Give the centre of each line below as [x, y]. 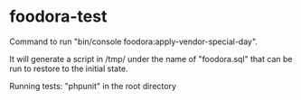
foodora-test [58, 17]
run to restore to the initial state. [69, 68]
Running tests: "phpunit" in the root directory [93, 86]
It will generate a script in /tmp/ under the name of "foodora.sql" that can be [151, 59]
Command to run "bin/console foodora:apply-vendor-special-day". [133, 41]
